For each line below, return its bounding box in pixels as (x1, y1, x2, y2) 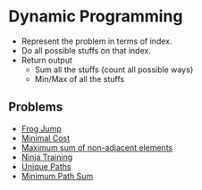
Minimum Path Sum (21, 170, 94, 181)
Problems (8, 100, 63, 115)
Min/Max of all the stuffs (34, 73, 125, 84)
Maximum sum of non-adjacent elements (21, 142, 173, 153)
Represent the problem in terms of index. (21, 36, 173, 46)
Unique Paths (21, 161, 72, 171)
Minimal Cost (21, 132, 71, 144)
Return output (21, 54, 73, 65)
